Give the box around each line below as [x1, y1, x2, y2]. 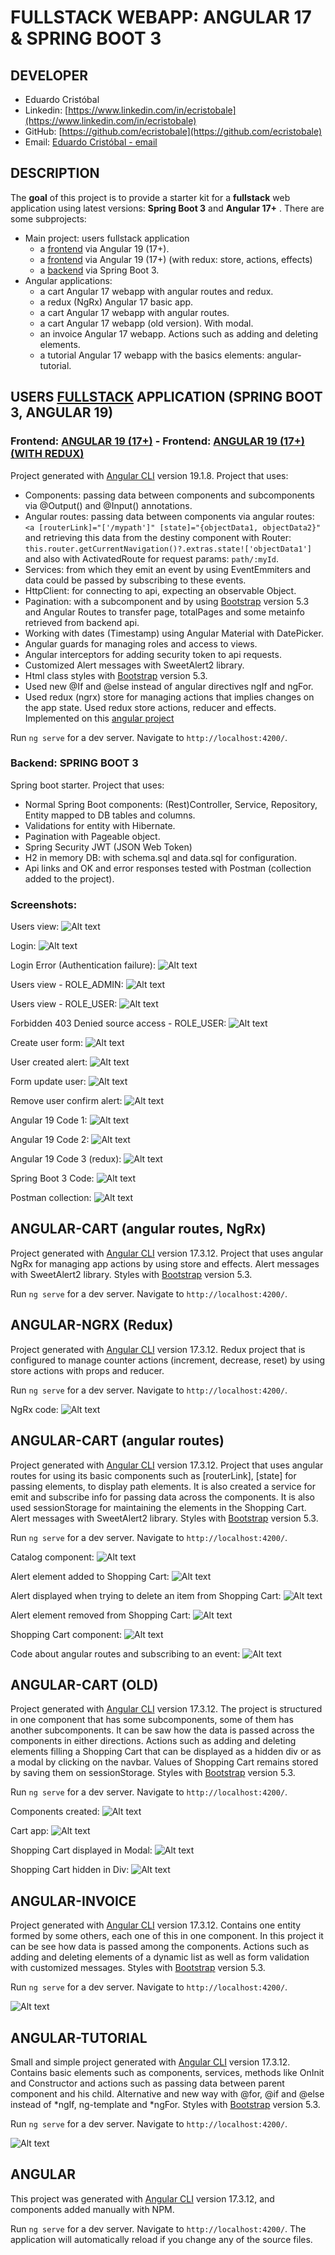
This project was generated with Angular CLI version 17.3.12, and [10, 2192, 275, 2205]
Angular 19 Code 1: [10, 1114, 88, 1126]
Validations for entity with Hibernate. [24, 819, 176, 831]
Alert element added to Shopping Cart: [10, 1570, 170, 1582]
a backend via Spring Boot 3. [39, 264, 160, 276]
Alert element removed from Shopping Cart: [10, 1609, 191, 1621]
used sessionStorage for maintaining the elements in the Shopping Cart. [10, 1501, 307, 1513]
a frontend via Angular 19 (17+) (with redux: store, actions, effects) [39, 253, 313, 265]
